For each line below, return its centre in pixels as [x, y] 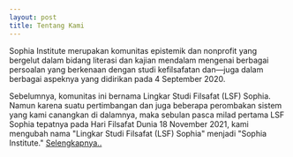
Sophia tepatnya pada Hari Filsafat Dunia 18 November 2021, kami [129, 123]
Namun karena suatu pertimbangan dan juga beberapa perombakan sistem [146, 105]
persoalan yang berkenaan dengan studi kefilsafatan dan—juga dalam [136, 69]
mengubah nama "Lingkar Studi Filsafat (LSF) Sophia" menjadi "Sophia [138, 133]
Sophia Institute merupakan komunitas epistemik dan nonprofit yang [133, 50]
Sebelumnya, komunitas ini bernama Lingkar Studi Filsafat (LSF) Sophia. [140, 96]
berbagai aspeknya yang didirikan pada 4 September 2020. [117, 78]
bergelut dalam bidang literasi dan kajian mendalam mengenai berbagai [139, 60]
